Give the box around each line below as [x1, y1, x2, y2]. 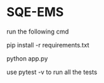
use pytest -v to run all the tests [6, 68, 98, 76]
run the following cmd [6, 27, 69, 36]
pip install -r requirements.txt [6, 40, 89, 49]
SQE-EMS [6, 4, 64, 20]
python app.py [6, 54, 49, 63]
